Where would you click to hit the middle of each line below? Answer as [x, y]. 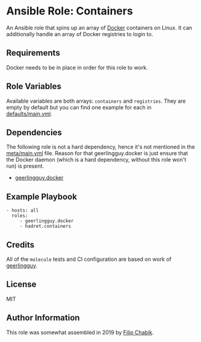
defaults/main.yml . [29, 114]
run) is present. [25, 166]
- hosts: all [23, 211]
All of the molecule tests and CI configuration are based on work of [89, 259]
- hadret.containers [45, 227]
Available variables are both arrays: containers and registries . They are [96, 101]
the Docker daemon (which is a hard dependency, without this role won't [96, 160]
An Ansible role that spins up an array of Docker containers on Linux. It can [99, 28]
